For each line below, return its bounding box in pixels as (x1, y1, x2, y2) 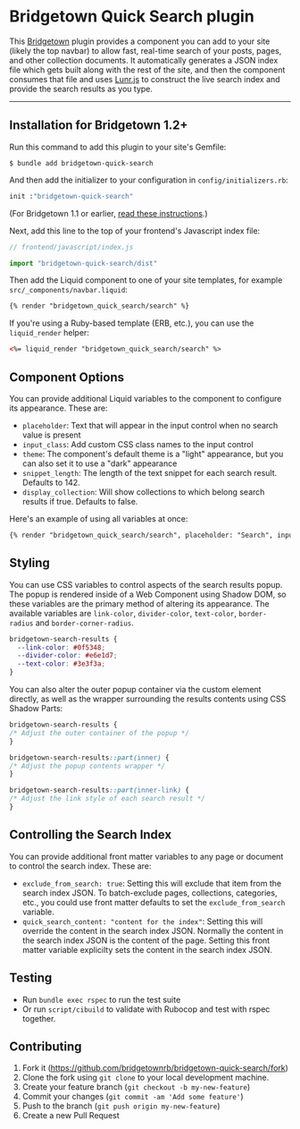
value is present (21, 429, 82, 440)
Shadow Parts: (9, 703, 63, 713)
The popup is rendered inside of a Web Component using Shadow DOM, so (9, 589, 287, 599)
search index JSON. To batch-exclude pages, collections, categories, (21, 887, 278, 898)
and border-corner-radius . (35, 617, 134, 628)
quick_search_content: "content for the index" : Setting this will (21, 915, 263, 927)
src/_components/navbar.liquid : (9, 284, 128, 295)
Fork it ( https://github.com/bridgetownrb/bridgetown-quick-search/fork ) (21, 1063, 288, 1074)
